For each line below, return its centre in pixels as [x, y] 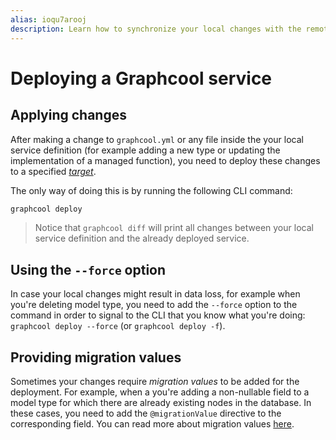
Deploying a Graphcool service [141, 78]
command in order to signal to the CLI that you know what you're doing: [158, 315]
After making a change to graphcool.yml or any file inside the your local [157, 139]
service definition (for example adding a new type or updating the [145, 150]
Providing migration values [96, 357]
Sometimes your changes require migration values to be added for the [155, 381]
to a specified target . [53, 171]
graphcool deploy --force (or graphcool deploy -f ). [118, 326]
